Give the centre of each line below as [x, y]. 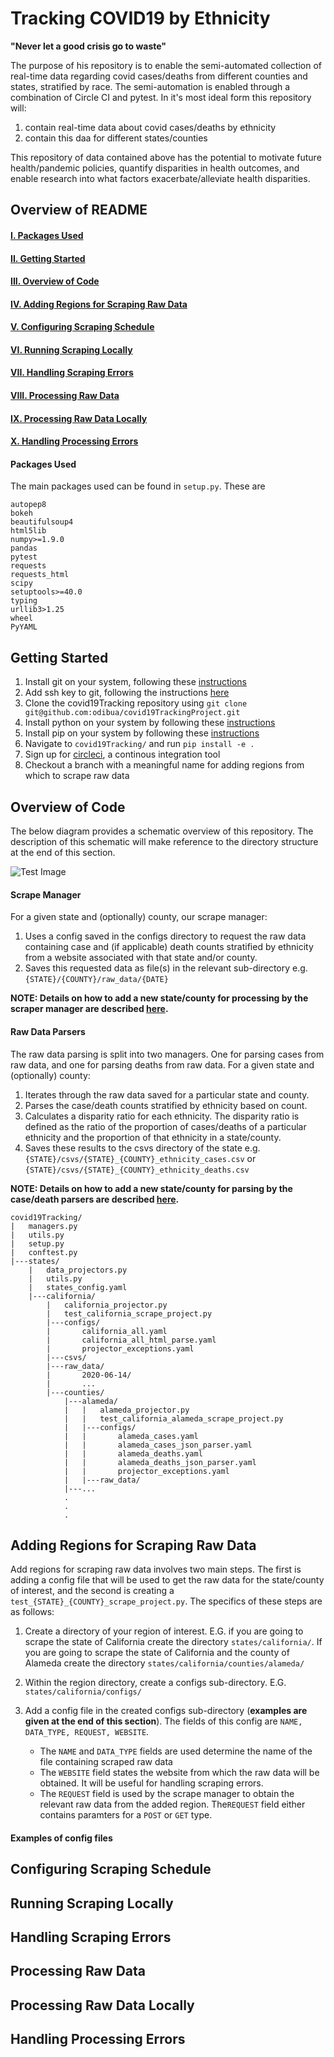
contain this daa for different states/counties [116, 138]
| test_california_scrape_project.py [129, 1313]
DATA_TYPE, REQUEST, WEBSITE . [87, 1732]
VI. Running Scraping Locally [71, 349]
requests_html [40, 575]
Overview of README [79, 210]
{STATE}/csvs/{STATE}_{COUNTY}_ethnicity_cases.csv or [140, 1158]
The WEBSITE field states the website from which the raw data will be [179, 1773]
